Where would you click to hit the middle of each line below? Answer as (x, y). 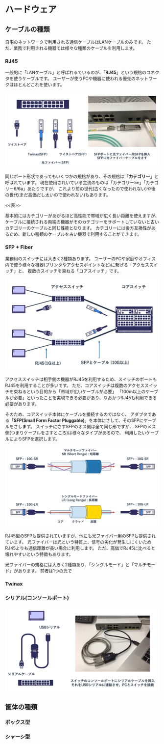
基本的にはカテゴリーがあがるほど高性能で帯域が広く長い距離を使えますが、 (82, 216)
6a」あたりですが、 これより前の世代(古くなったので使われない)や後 (87, 189)
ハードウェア (31, 10)
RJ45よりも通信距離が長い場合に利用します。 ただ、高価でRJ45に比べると (80, 548)
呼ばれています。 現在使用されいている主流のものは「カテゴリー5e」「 (75, 183)
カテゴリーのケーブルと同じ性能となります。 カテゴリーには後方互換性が (78, 228)
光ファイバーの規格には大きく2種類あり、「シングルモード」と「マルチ (76, 564)
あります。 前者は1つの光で (45, 571)
